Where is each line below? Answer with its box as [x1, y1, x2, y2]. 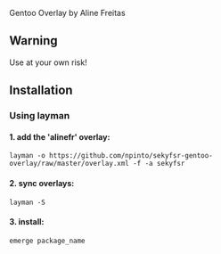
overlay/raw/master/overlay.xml [9, 160, 129, 168]
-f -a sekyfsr [132, 160, 185, 168]
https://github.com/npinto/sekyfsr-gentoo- [48, 152, 214, 160]
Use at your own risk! [9, 57, 87, 68]
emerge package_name [9, 236, 86, 245]
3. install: [9, 217, 45, 227]
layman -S [9, 198, 46, 207]
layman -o [9, 152, 46, 160]
